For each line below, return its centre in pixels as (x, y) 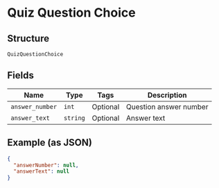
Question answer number (167, 107)
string (74, 118)
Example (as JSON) (50, 143)
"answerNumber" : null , (46, 165)
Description (167, 95)
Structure (28, 39)
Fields (21, 75)
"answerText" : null (42, 171)
